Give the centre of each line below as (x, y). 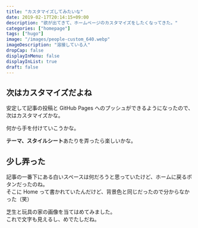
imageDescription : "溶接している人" (48, 45)
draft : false (22, 67)
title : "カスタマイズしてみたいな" (45, 12)
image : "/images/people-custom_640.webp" (58, 39)
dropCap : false (25, 51)
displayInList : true (32, 61)
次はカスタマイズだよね (49, 93)
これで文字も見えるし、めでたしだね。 (53, 219)
